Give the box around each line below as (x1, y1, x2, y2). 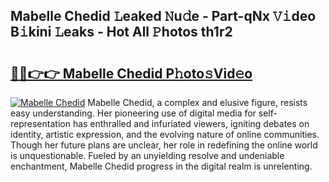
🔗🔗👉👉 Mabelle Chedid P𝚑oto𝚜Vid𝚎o (10, 65, 253, 82)
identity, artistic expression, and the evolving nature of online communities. (10, 129, 320, 140)
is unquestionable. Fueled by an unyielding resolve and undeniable (10, 150, 285, 161)
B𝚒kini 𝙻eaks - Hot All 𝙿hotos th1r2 (10, 24, 233, 41)
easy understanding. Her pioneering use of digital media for (10, 107, 257, 119)
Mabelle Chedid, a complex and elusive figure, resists (87, 97, 308, 108)
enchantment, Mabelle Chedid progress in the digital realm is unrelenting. (10, 160, 313, 172)
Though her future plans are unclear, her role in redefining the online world (10, 139, 318, 151)
